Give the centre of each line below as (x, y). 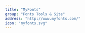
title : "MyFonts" (23, 9)
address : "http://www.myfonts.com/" (43, 18)
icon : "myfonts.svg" (26, 23)
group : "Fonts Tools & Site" (35, 14)
